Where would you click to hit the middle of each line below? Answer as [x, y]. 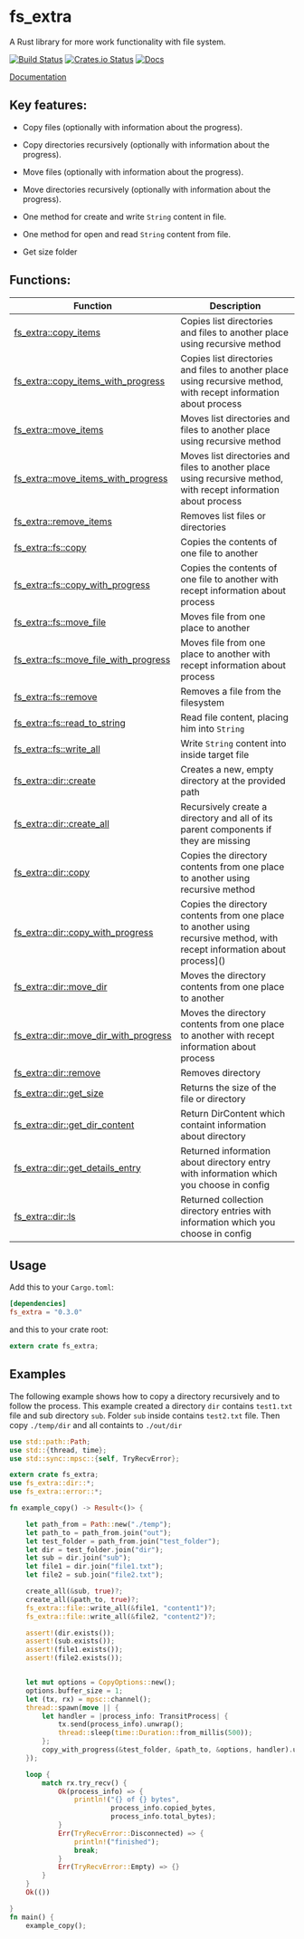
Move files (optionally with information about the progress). [133, 172]
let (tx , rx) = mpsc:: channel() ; [89, 1699]
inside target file [215, 754]
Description [235, 305]
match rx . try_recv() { [85, 1783]
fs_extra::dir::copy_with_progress [84, 932]
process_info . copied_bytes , [163, 1809]
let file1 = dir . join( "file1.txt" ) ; [95, 1567]
